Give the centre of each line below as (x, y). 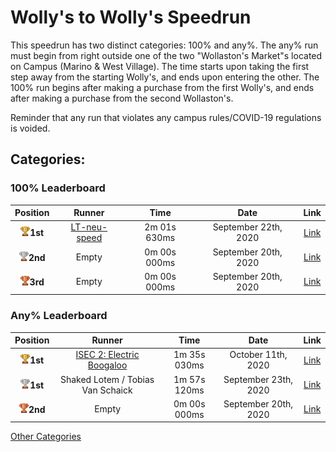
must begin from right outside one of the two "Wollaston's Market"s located (166, 55)
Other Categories (46, 437)
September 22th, (247, 227)
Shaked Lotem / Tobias (107, 379)
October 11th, (258, 355)
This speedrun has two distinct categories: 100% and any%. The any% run (164, 45)
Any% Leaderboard (59, 316)
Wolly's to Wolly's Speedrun (131, 17)
